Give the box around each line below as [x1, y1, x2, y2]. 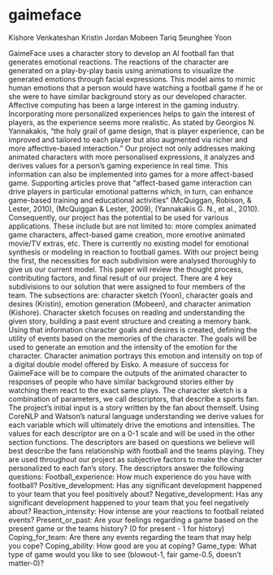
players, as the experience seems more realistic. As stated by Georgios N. [8, 117, 256, 127]
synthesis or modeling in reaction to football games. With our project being [8, 246, 258, 257]
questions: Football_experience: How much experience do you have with [8, 472, 252, 481]
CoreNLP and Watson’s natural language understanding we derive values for [8, 411, 264, 420]
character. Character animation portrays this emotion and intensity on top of [8, 351, 263, 360]
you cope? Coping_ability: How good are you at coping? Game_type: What [8, 541, 258, 551]
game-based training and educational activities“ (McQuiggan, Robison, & [8, 195, 252, 205]
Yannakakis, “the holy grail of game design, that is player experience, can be [8, 126, 265, 136]
